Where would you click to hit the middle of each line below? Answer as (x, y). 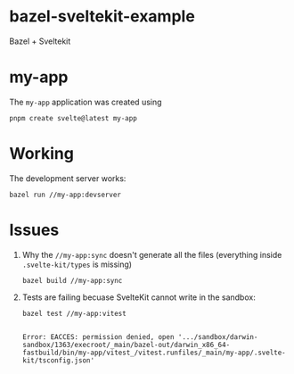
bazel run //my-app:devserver (65, 195)
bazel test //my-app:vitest (74, 313)
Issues (34, 230)
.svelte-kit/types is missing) (77, 264)
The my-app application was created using (86, 102)
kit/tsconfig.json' (58, 360)
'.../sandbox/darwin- (218, 337)
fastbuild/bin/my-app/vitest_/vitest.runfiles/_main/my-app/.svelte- (154, 353)
